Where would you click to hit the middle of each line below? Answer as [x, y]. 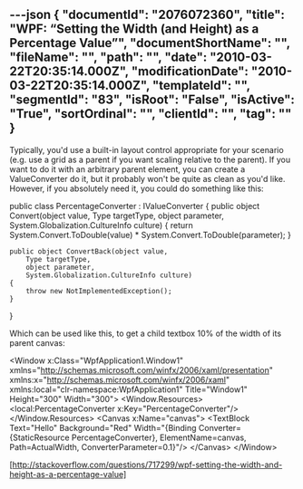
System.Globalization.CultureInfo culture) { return [101, 225]
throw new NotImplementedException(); [99, 291]
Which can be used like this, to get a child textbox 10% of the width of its [146, 333]
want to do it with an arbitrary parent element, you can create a [127, 169]
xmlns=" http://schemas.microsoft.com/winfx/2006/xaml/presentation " [142, 369]
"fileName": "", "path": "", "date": [108, 58]
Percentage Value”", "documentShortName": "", [150, 43]
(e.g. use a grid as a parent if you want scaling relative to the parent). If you [150, 159]
